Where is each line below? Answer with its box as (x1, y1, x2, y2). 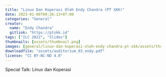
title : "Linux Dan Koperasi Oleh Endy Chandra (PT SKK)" (5, 7, 125, 12)
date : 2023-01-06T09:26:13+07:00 (5, 12, 74, 17)
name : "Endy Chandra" (9, 26, 54, 31)
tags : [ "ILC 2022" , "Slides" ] (5, 35, 68, 40)
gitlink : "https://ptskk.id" (9, 30, 70, 35)
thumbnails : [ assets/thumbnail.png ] (5, 39, 81, 44)
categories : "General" (5, 16, 52, 21)
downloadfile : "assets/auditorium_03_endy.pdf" (5, 48, 105, 53)
